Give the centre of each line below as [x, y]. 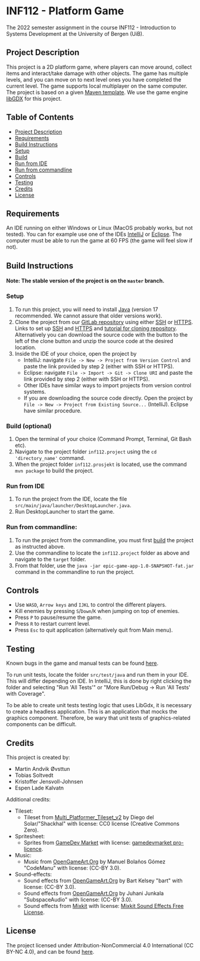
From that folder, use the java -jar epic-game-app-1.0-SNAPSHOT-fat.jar [104, 565]
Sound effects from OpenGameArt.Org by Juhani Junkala [94, 893]
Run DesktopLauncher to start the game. [65, 512]
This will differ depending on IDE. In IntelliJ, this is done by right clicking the [99, 681]
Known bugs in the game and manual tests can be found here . [82, 663]
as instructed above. [40, 546]
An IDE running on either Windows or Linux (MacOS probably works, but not [100, 228]
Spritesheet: [30, 836]
